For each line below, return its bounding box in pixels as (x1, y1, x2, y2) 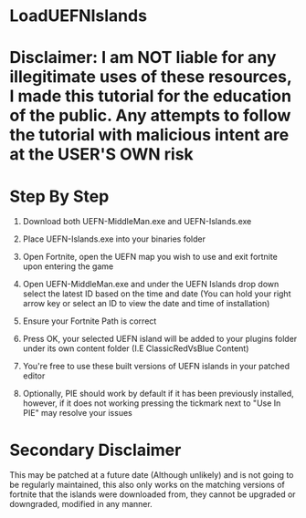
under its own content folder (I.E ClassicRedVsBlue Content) (22, 343, 249, 354)
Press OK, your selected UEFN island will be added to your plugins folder (22, 334, 298, 345)
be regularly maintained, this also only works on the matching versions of (9, 480, 285, 491)
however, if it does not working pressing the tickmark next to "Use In (22, 398, 281, 409)
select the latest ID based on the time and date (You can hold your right (22, 288, 291, 299)
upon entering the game (22, 261, 114, 272)
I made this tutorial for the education (9, 86, 292, 107)
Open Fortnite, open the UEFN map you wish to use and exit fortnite (22, 252, 279, 263)
